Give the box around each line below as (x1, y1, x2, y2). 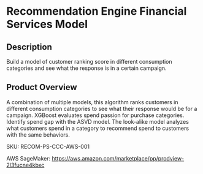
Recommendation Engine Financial (6, 4, 187, 18)
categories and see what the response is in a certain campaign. (6, 64, 167, 72)
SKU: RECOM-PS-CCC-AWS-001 (6, 143, 90, 150)
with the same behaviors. (6, 130, 71, 138)
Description (6, 42, 52, 52)
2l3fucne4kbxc (6, 161, 45, 168)
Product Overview (6, 82, 77, 93)
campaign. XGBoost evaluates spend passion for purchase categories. (6, 112, 185, 119)
